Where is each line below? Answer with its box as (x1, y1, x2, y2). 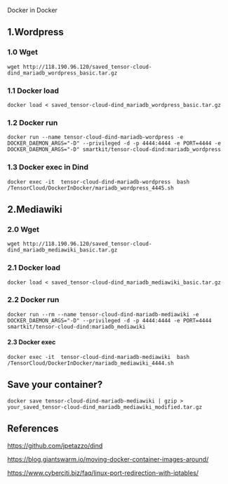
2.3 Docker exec (7, 338, 56, 346)
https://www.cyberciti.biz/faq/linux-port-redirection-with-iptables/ (7, 469, 199, 477)
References (7, 423, 59, 435)
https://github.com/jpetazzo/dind (7, 441, 103, 450)
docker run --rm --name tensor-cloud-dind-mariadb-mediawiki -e (7, 310, 199, 318)
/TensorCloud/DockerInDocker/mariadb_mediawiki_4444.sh (7, 360, 174, 367)
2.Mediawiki (7, 203, 62, 215)
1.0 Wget (7, 47, 39, 57)
